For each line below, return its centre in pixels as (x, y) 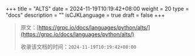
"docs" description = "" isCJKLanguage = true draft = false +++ (85, 15)
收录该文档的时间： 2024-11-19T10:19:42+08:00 (78, 47)
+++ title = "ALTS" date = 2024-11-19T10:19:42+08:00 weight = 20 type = (97, 9)
